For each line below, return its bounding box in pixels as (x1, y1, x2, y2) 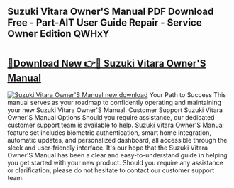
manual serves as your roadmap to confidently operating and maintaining (7, 99, 222, 106)
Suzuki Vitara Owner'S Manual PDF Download (7, 6, 214, 18)
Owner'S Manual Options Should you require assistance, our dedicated (7, 114, 215, 121)
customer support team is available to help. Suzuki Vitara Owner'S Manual (7, 121, 225, 129)
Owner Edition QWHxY (7, 28, 110, 40)
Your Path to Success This (149, 91, 227, 99)
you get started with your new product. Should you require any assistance (7, 159, 223, 167)
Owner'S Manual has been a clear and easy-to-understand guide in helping (7, 151, 228, 159)
